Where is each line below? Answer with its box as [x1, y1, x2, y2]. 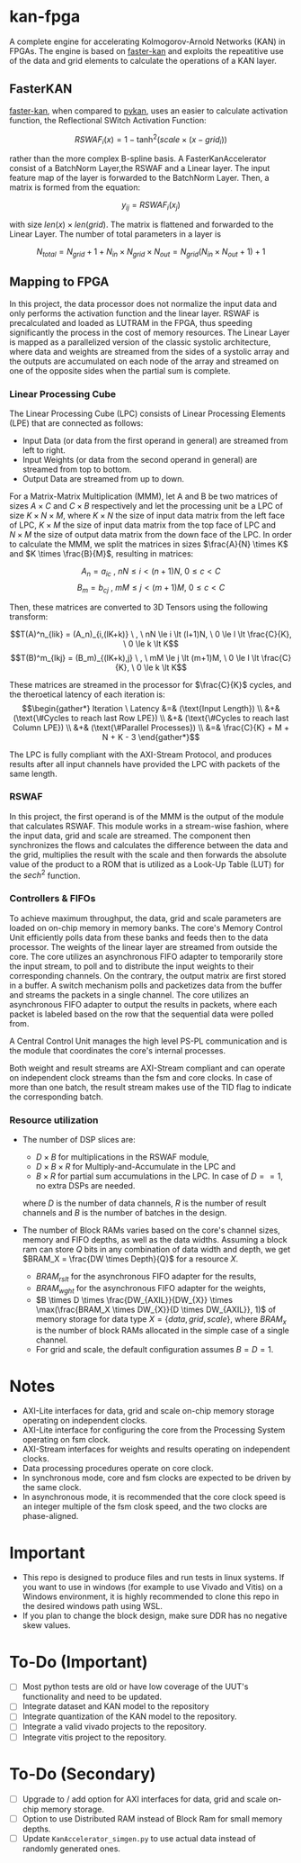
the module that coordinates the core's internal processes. [9, 1045, 226, 1055]
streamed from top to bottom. [22, 464, 132, 475]
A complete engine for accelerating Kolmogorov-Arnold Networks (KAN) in [9, 36, 286, 47]
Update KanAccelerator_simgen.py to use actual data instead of [22, 1832, 256, 1843]
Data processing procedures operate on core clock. [22, 1463, 214, 1474]
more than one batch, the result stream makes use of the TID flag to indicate [9, 1081, 292, 1092]
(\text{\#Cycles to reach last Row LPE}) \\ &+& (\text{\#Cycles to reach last [13, 712, 289, 723]
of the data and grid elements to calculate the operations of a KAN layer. [9, 55, 277, 66]
